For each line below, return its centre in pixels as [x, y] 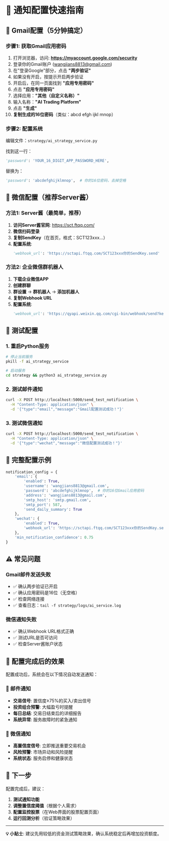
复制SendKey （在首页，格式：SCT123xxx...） [60, 237]
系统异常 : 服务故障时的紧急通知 [45, 719]
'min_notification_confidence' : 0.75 [54, 537]
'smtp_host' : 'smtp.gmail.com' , [58, 500]
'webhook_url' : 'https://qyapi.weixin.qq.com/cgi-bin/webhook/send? [86, 314]
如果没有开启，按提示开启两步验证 [48, 76]
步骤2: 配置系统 [24, 129]
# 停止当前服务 [19, 357]
